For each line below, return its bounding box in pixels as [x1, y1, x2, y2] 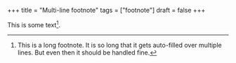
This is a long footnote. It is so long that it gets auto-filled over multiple [17, 41, 223, 49]
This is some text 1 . [7, 20, 61, 29]
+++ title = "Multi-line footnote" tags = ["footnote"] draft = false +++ [7, 6, 206, 14]
